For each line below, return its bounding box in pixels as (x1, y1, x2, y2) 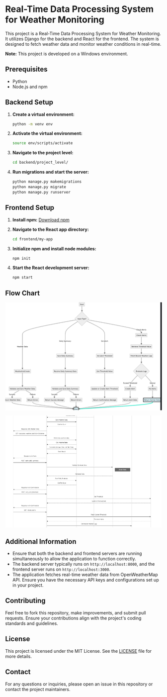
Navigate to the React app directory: (12, 226, 89, 232)
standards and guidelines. (5, 620, 58, 626)
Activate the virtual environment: (12, 130, 83, 136)
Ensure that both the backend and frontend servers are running (12, 551, 142, 557)
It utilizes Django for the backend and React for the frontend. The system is (5, 36, 159, 42)
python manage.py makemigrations (12, 179, 82, 185)
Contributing (5, 597, 46, 605)
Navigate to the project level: (12, 150, 74, 156)
